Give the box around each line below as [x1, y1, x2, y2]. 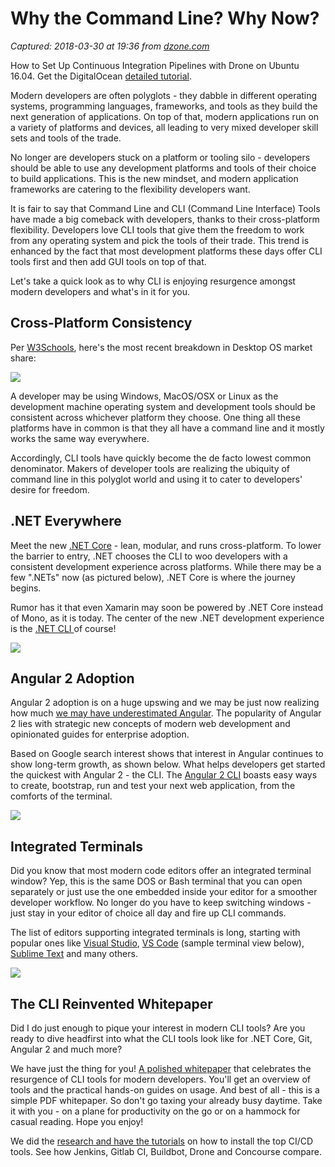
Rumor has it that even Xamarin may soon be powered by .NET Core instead [10, 601, 324, 613]
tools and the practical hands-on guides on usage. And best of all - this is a [10, 1084, 320, 1096]
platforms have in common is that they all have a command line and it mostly [10, 422, 325, 434]
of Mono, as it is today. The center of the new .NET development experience [10, 612, 325, 624]
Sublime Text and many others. [10, 948, 138, 960]
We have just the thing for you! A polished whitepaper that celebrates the [10, 1063, 312, 1074]
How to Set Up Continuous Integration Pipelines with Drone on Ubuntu [10, 59, 300, 71]
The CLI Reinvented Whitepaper [10, 995, 213, 1012]
